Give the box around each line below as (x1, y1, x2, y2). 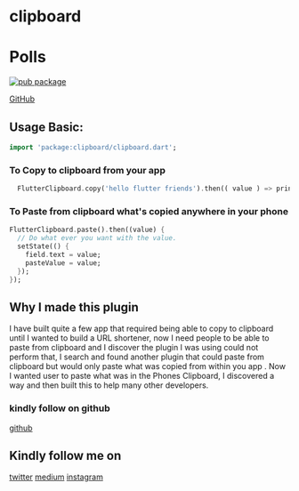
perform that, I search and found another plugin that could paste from (9, 351, 265, 362)
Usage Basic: (9, 119, 84, 134)
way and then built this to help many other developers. (9, 380, 209, 390)
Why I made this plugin (9, 300, 140, 315)
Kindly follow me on (9, 447, 122, 463)
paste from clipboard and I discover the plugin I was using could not (9, 342, 259, 353)
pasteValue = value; (25, 258, 101, 268)
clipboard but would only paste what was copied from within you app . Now (9, 361, 287, 372)
